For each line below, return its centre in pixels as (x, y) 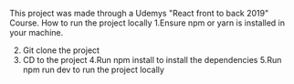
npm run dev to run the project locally (93, 69)
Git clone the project (61, 50)
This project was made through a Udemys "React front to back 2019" (139, 13)
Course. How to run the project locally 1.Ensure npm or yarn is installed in (147, 23)
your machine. (37, 32)
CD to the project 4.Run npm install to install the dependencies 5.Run (152, 60)
